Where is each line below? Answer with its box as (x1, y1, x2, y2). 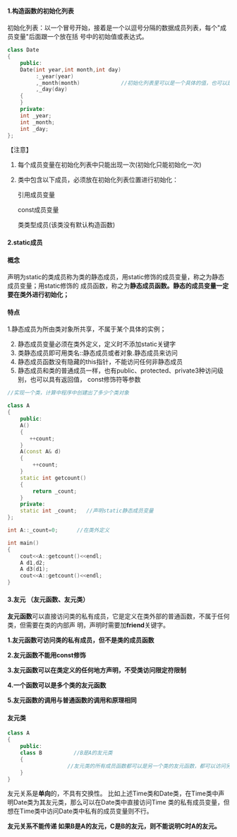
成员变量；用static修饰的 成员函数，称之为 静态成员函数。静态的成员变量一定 (7, 281, 229, 290)
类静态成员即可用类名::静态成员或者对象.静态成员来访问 (17, 349, 178, 357)
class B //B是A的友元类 (20, 749, 113, 756)
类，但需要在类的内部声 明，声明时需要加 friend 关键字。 (7, 621, 169, 629)
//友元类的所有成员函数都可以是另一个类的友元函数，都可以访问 (67, 762, 226, 770)
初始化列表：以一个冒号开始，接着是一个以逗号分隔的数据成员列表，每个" (7, 23, 221, 32)
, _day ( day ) (35, 86, 68, 93)
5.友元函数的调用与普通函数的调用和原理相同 (7, 696, 138, 705)
